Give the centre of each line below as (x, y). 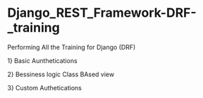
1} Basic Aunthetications (42, 60)
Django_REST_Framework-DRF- (102, 13)
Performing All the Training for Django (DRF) (72, 47)
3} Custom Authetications (45, 87)
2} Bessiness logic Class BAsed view (61, 74)
